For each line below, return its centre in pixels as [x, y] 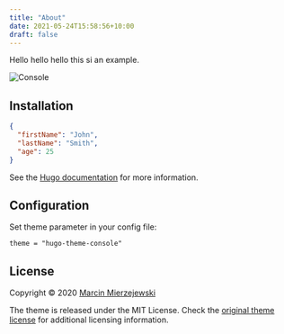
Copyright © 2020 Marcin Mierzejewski [82, 293]
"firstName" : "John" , [58, 135]
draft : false [34, 34]
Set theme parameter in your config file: [83, 227]
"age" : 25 [35, 151]
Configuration [49, 205]
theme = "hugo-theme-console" [66, 244]
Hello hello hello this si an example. [74, 60]
